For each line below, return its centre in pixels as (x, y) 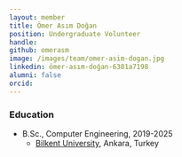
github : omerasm (39, 51)
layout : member (37, 17)
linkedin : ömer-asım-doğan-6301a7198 (79, 67)
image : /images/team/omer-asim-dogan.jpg (87, 59)
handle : (24, 42)
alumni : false (36, 75)
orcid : (21, 83)
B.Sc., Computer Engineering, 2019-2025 (97, 133)
